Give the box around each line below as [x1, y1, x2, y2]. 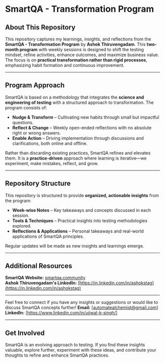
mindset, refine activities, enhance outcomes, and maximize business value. [5, 52, 159, 58]
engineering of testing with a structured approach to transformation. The [5, 99, 154, 105]
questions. [12, 119, 34, 125]
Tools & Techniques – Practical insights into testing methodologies [12, 218, 148, 224]
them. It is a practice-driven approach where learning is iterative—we [5, 155, 147, 161]
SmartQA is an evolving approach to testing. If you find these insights [5, 342, 145, 348]
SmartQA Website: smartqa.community [5, 275, 86, 281]
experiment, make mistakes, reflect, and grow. [5, 160, 99, 166]
